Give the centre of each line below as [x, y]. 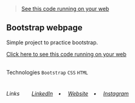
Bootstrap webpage [45, 28]
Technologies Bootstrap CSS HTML [47, 72]
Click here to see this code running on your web [66, 54]
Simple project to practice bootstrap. [52, 42]
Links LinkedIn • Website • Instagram [67, 94]
